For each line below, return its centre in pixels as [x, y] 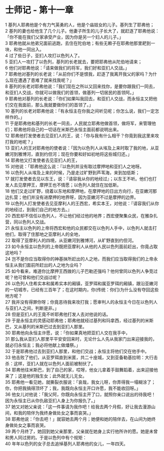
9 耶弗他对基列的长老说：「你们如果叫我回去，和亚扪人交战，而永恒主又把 [79, 99]
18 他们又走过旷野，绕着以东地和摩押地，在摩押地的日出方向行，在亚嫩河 [79, 191]
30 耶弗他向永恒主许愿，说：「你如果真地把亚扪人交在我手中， [68, 333]
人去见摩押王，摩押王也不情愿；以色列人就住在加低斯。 [65, 185]
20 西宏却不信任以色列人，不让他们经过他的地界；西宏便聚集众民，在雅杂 [79, 215]
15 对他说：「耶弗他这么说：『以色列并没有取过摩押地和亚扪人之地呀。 [74, 166]
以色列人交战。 [33, 222]
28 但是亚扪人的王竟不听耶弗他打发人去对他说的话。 [58, 314]
